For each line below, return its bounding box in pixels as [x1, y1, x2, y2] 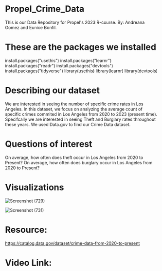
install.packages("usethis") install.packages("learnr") [5, 57, 112, 64]
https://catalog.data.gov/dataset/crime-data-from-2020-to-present [5, 240, 140, 246]
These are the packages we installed [5, 42, 157, 53]
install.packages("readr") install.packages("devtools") [5, 63, 113, 68]
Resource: [5, 224, 48, 235]
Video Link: [5, 257, 52, 268]
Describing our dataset [5, 85, 100, 96]
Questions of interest [5, 139, 92, 149]
